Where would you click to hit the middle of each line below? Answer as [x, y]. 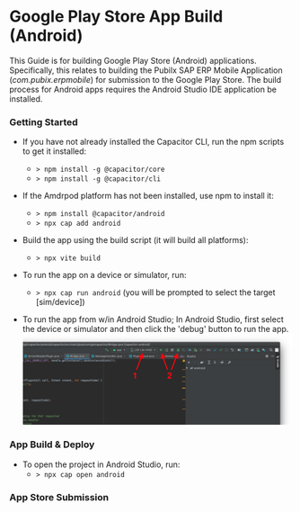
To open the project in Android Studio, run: [101, 464]
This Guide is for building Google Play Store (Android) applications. [133, 60]
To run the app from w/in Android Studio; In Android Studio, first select [153, 319]
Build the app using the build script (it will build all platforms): [135, 240]
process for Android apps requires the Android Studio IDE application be [143, 89]
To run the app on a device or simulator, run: [104, 275]
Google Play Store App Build [116, 17]
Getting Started [44, 121]
